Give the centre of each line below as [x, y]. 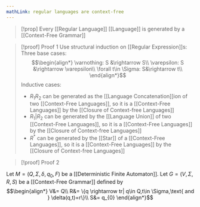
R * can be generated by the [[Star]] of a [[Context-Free [97, 137]
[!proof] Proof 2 [40, 162]
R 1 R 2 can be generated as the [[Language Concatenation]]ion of [109, 97]
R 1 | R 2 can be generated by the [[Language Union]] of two [100, 117]
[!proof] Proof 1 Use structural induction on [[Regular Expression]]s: [104, 47]
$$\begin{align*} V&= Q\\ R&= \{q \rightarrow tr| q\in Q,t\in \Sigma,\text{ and [100, 191]
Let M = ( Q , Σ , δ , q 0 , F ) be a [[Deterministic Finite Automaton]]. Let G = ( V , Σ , [100, 174]
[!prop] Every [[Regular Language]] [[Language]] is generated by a [103, 29]
